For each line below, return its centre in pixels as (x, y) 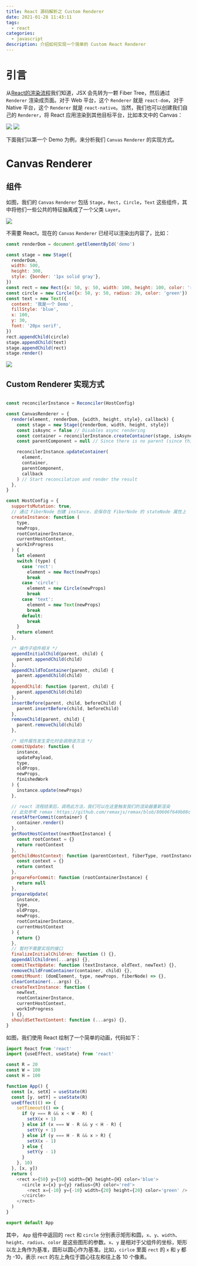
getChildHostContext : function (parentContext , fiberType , (85, 856)
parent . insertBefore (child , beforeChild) (68, 708)
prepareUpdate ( (30, 894)
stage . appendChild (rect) (36, 348)
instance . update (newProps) (50, 790)
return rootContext (40, 845)
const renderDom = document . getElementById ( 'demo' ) (70, 244)
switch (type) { (37, 561)
